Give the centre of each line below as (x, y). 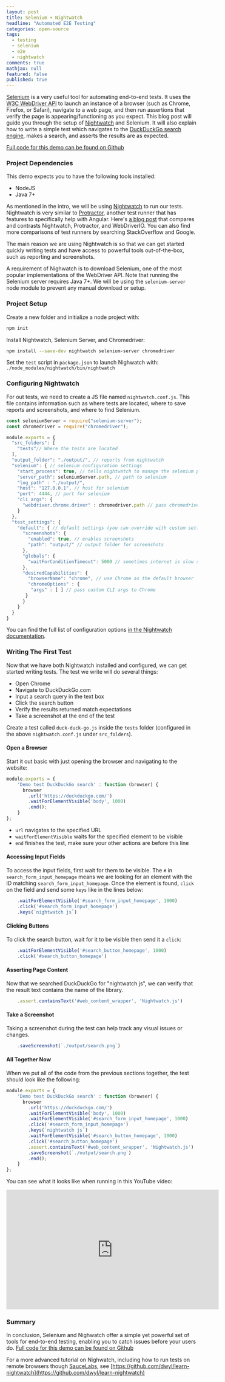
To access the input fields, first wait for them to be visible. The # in (89, 871)
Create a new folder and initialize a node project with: (73, 317)
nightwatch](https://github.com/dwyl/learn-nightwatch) (76, 1373)
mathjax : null (24, 68)
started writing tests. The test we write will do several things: (82, 671)
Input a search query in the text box (59, 696)
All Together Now (29, 1059)
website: (17, 768)
